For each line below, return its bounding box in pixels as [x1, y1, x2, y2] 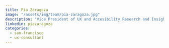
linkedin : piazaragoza [5, 21, 53, 26]
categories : [5, 26, 30, 31]
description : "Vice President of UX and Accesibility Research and [5, 16, 150, 21]
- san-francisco [10, 30, 44, 35]
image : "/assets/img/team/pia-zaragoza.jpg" [5, 12, 100, 17]
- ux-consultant [10, 35, 44, 40]
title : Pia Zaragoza [5, 7, 49, 12]
